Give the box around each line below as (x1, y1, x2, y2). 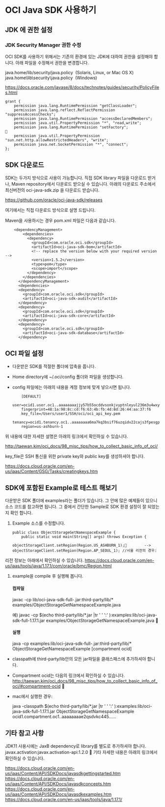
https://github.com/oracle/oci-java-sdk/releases (5, 197, 103, 203)
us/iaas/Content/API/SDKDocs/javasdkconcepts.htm (5, 780, 111, 786)
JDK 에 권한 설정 (5, 26, 53, 34)
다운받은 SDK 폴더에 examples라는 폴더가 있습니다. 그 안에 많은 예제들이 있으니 (5, 498, 158, 503)
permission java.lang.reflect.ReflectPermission (14, 108, 115, 112)
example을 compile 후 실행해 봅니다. (12, 573, 83, 579)
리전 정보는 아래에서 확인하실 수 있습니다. (5, 557, 84, 563)
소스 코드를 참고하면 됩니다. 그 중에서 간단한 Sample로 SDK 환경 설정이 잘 (5, 504, 146, 510)
